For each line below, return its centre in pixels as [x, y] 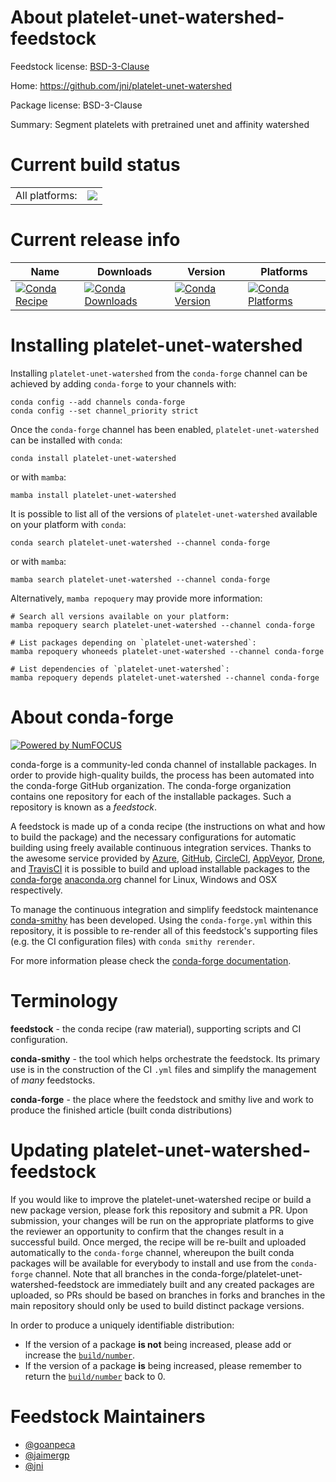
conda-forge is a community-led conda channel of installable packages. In [163, 764]
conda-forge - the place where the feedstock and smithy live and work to [162, 1099]
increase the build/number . [80, 1355]
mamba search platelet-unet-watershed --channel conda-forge [140, 579]
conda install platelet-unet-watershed [93, 458]
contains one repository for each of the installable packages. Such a [151, 796]
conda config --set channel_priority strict [104, 411]
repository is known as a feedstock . [84, 807]
